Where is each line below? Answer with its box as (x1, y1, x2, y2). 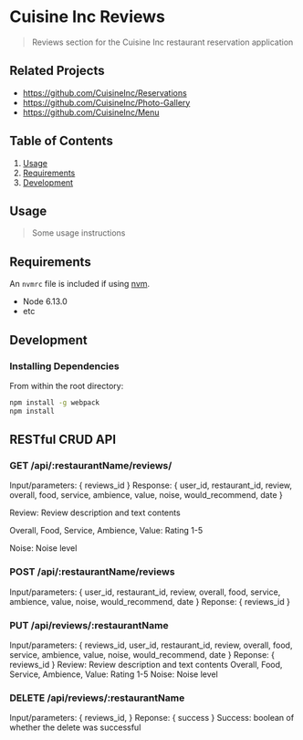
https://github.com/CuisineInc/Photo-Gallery (22, 97, 191, 108)
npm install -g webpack (9, 397, 100, 407)
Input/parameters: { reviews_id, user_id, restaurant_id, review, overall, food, (9, 640, 293, 650)
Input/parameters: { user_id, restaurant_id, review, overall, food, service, (9, 587, 281, 597)
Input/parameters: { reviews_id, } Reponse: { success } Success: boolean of (9, 713, 295, 724)
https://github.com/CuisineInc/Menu (22, 107, 160, 118)
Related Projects (9, 63, 105, 79)
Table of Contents (9, 133, 114, 149)
